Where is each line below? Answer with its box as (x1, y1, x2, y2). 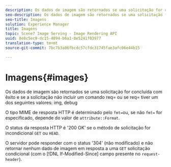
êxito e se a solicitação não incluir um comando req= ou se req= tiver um (5, 94, 158, 100)
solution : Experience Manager (5, 21, 70, 27)
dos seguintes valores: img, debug (5, 99, 78, 105)
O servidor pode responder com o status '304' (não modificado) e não (5, 140, 153, 146)
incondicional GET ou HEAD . (5, 130, 60, 136)
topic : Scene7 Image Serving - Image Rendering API (5, 31, 117, 36)
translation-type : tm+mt (5, 41, 58, 46)
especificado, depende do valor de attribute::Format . (5, 115, 120, 121)
